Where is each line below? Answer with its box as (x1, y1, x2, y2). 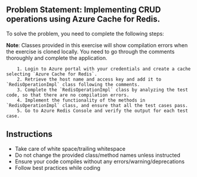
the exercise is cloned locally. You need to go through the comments (6, 48, 175, 55)
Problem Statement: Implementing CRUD (6, 5, 161, 15)
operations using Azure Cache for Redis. (6, 14, 160, 25)
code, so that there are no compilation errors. (6, 92, 130, 98)
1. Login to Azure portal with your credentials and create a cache (17, 66, 191, 72)
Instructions (6, 129, 53, 139)
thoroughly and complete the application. (6, 54, 107, 62)
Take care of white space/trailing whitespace (14, 145, 126, 152)
